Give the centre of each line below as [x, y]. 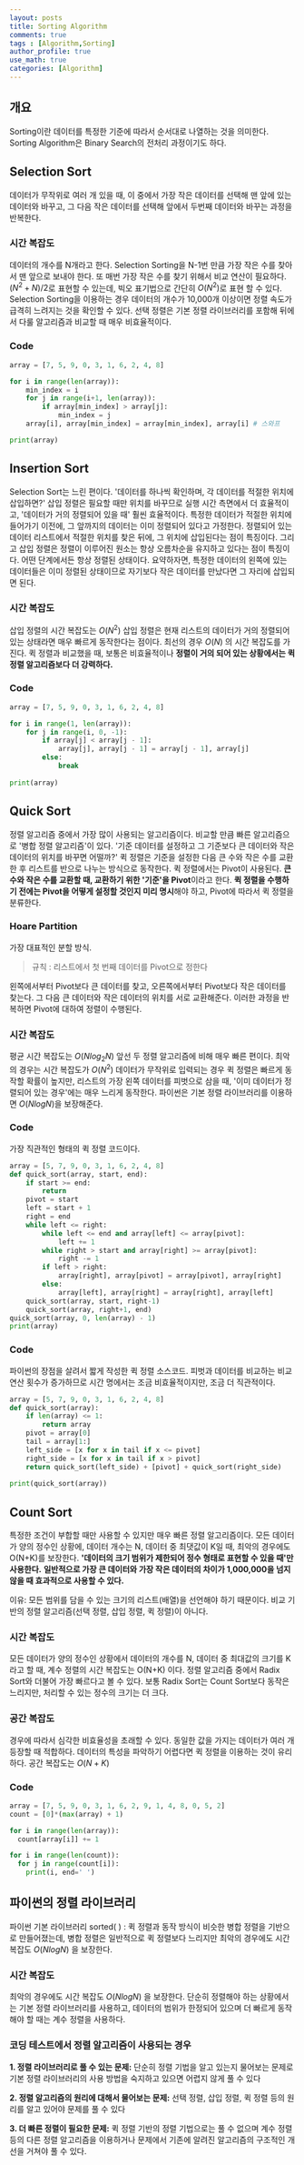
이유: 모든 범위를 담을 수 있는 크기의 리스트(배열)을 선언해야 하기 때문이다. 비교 [147, 1600]
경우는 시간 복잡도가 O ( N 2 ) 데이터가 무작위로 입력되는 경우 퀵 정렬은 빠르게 [151, 1068]
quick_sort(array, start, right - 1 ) [93, 1301]
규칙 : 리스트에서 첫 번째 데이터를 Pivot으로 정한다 [120, 967]
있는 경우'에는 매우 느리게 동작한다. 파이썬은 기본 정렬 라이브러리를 [151, 1092]
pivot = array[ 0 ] [59, 1433]
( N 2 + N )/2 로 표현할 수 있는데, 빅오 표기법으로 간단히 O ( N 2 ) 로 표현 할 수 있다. [146, 287]
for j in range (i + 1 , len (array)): [91, 398]
